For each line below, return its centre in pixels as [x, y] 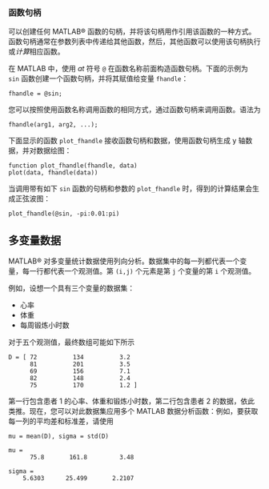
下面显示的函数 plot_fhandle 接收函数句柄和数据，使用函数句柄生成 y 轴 [127, 141]
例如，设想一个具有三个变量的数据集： [71, 288]
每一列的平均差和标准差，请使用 [61, 421]
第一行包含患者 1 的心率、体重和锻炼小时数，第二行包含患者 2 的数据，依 [128, 401]
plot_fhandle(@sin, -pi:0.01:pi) [64, 214]
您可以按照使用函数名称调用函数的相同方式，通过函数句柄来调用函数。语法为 [134, 110]
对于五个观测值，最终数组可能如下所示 [71, 343]
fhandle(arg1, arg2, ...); [53, 125]
